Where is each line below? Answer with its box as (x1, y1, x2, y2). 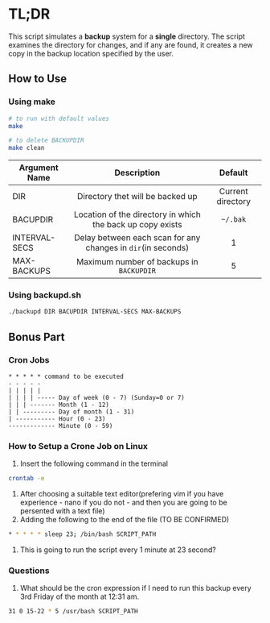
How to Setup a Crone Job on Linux (8, 440, 149, 451)
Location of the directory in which (73, 209, 201, 220)
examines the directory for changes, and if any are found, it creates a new (8, 39, 253, 49)
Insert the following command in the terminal (19, 459, 169, 468)
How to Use (8, 72, 67, 85)
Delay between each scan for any (74, 232, 201, 243)
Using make (8, 96, 56, 107)
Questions (8, 565, 50, 576)
